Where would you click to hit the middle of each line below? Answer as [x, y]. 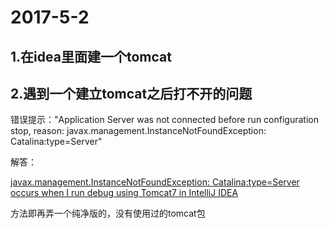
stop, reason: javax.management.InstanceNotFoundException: [138, 131]
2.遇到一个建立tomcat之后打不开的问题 [131, 93]
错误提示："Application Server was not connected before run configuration [164, 120]
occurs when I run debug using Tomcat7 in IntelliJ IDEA [124, 193]
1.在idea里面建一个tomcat [91, 56]
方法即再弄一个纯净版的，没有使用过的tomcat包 [108, 213]
